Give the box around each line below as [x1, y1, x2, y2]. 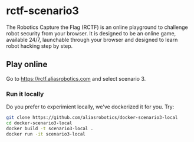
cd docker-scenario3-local [6, 120, 73, 126]
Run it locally [6, 90, 44, 98]
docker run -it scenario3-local [6, 131, 86, 137]
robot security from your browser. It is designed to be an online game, [6, 29, 176, 37]
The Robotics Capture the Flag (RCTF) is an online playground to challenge [6, 24, 188, 31]
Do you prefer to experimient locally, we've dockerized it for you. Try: [6, 103, 175, 110]
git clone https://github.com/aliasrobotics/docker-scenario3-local [6, 115, 178, 121]
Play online [6, 60, 48, 70]
